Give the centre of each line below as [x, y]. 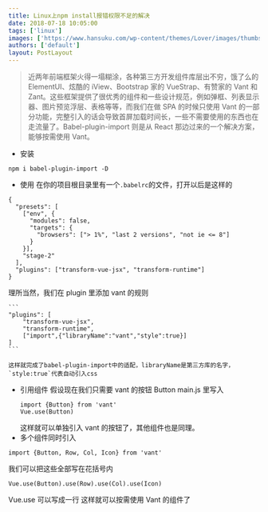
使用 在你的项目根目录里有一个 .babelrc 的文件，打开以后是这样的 [126, 184]
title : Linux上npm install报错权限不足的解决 [79, 16]
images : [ [25, 38]
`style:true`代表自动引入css [53, 374]
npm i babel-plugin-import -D [59, 169]
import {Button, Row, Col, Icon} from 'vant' [85, 453]
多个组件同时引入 [48, 438]
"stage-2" [39, 256]
